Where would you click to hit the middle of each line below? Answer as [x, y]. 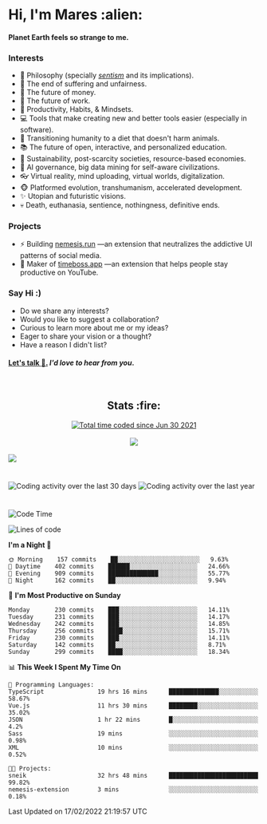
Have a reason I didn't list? [63, 344]
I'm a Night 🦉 [30, 545]
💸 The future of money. [58, 93]
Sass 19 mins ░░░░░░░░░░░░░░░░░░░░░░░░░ [133, 734]
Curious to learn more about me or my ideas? [94, 327]
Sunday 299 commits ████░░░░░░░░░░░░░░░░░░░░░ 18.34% [119, 652]
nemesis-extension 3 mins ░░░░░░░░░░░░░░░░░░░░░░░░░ [133, 790]
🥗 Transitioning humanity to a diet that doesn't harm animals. [120, 138]
